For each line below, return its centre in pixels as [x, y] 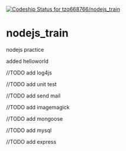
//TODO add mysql [29, 130]
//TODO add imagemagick [38, 107]
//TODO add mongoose [35, 118]
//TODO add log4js [29, 73]
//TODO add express [31, 141]
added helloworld [28, 61]
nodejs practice [25, 49]
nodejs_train [38, 33]
